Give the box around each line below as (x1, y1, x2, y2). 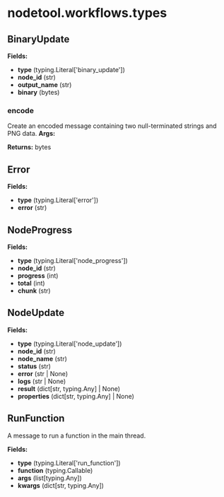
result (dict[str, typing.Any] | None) (17, 384, 121, 393)
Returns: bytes (7, 143, 52, 151)
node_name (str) (17, 354, 67, 363)
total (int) (17, 279, 45, 287)
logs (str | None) (17, 377, 66, 385)
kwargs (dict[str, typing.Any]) (17, 481, 105, 489)
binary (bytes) (17, 88, 60, 96)
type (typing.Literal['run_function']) (17, 458, 122, 467)
